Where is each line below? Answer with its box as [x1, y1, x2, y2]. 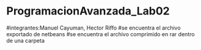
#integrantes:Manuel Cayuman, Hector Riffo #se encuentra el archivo [6, 24, 181, 31]
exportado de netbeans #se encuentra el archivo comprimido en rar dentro [6, 30, 195, 37]
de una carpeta [6, 37, 45, 44]
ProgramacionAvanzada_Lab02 [6, 4, 170, 18]
